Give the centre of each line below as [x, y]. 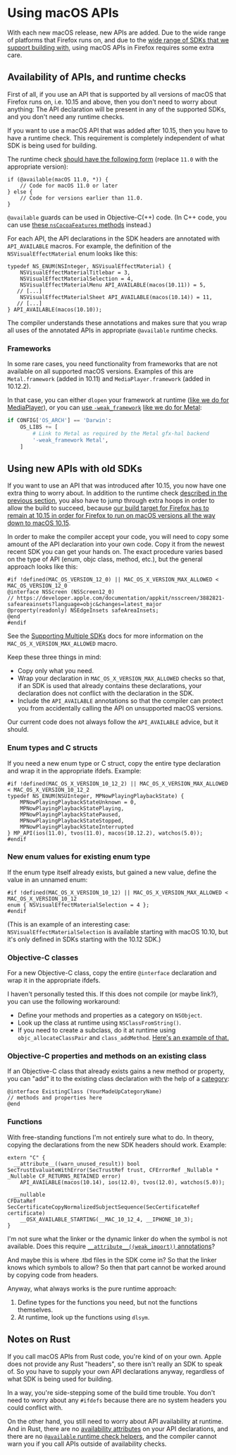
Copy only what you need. [55, 671]
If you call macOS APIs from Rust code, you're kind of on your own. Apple [114, 1356]
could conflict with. [35, 1407]
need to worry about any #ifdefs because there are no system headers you [117, 1400]
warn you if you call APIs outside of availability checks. [87, 1444]
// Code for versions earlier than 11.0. [81, 198]
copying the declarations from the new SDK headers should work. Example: [117, 1145]
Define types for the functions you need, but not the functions [107, 1302]
